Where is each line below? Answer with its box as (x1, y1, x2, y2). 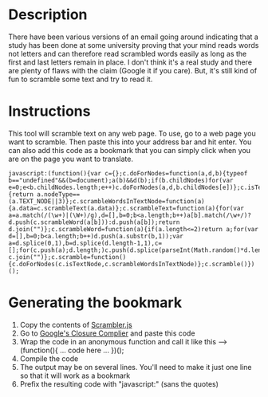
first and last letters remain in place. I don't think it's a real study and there (8, 57, 253, 67)
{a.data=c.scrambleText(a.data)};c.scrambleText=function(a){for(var (8, 204, 245, 212)
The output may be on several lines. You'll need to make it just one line (19, 362, 252, 371)
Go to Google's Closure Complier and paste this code (19, 328, 195, 338)
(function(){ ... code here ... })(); (19, 345, 124, 355)
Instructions (8, 102, 91, 120)
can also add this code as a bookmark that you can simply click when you (8, 145, 251, 155)
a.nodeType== (37, 190, 81, 198)
